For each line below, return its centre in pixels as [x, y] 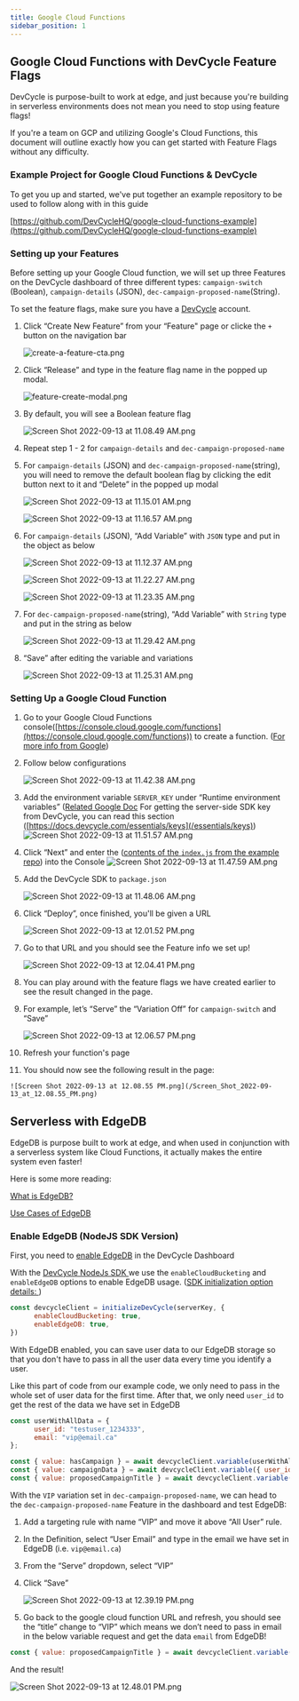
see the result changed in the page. [88, 992]
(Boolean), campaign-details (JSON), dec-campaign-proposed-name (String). [145, 291]
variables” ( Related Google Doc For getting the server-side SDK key [147, 807]
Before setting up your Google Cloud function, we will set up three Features [148, 273]
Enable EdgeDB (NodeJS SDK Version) [94, 1236]
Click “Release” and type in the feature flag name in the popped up [145, 370]
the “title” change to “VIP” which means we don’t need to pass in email [152, 1626]
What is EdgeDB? [42, 1196]
